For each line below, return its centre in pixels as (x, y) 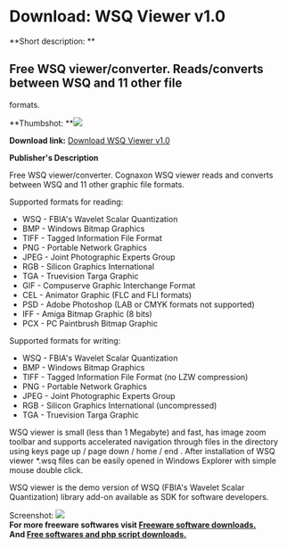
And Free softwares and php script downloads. (98, 534)
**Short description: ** (52, 41)
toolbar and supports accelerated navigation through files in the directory (144, 441)
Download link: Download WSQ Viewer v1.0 (90, 140)
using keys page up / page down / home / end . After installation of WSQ (142, 451)
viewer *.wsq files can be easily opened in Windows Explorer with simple (143, 461)
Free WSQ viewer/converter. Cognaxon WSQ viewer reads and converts (141, 175)
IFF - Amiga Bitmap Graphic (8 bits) (87, 313)
